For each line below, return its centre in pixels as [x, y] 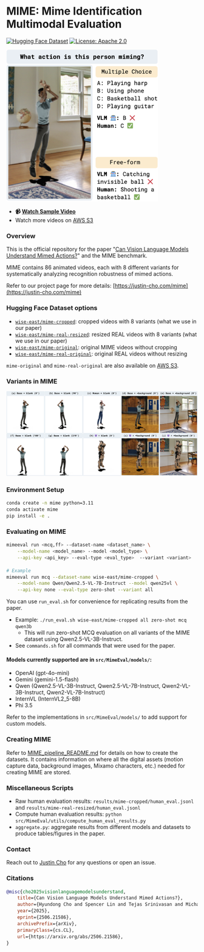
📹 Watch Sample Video [45, 212]
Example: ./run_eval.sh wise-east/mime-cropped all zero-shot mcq [101, 620]
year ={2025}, [34, 911]
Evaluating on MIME [36, 531]
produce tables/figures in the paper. [60, 834]
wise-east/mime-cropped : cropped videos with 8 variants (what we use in [106, 321]
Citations [20, 878]
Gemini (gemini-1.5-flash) [47, 679]
